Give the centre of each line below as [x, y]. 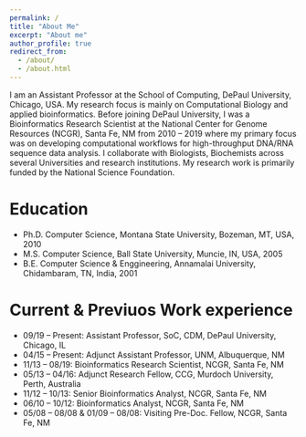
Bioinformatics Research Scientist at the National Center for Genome [138, 123]
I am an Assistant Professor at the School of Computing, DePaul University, [151, 94]
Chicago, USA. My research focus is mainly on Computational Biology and [149, 104]
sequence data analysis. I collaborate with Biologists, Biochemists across [147, 152]
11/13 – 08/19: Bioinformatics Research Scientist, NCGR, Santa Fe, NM [153, 364]
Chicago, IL [44, 345]
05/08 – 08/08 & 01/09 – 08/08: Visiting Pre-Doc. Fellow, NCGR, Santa [155, 412]
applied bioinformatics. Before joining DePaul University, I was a [130, 114]
